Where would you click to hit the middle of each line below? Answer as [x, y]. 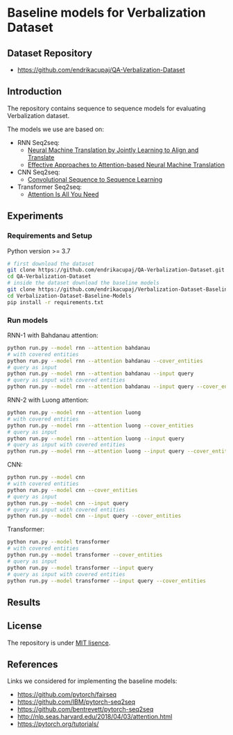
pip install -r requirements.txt [55, 302]
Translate [41, 157]
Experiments [35, 216]
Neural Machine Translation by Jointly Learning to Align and [113, 150]
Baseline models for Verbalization [106, 13]
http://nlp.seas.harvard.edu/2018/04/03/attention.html [95, 717]
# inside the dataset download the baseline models [83, 283]
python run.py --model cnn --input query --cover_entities [94, 516]
